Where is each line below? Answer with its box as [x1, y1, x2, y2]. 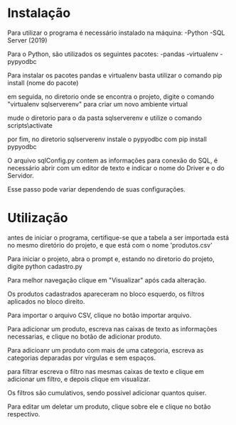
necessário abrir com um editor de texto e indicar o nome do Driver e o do [7, 163, 225, 172]
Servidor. [7, 171, 34, 180]
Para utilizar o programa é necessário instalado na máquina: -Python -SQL [7, 28, 225, 37]
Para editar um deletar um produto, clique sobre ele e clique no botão [7, 402, 211, 411]
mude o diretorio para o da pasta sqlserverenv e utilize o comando [7, 114, 203, 122]
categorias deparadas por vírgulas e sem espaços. [7, 353, 156, 362]
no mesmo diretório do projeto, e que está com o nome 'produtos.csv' [7, 241, 213, 249]
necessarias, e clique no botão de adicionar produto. [7, 332, 162, 341]
